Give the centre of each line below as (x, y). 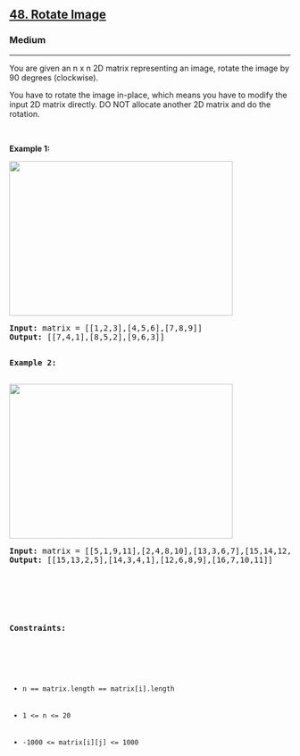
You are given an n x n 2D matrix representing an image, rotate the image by (150, 68)
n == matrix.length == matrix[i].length (98, 689)
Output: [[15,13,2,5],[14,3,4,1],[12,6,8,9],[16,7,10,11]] (142, 559)
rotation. (25, 113)
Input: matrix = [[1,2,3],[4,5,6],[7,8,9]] (106, 328)
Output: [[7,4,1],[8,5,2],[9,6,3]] (87, 337)
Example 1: (30, 148)
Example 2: (33, 362)
